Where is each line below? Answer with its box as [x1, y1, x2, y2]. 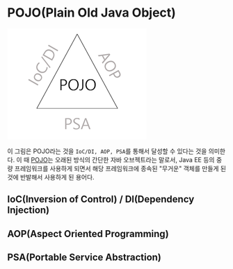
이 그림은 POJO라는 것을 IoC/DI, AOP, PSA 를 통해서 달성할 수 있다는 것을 [7, 147, 207, 155]
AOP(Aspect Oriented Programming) [7, 227, 169, 240]
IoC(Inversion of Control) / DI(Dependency [7, 193, 195, 205]
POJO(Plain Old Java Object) [7, 5, 176, 21]
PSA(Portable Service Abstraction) [7, 252, 161, 263]
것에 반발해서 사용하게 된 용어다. [7, 173, 95, 181]
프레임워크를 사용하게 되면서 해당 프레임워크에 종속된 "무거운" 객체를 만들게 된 [14, 164, 227, 173]
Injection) [7, 205, 50, 216]
